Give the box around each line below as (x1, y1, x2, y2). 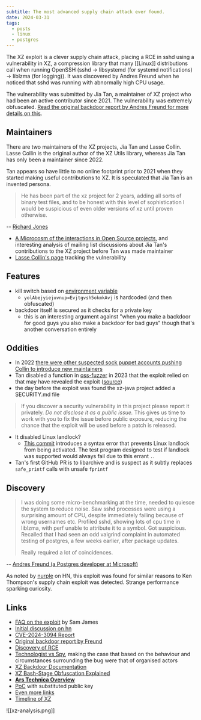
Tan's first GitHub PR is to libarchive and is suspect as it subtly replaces (14, 459, 193, 467)
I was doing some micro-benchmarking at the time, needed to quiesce (20, 499, 195, 506)
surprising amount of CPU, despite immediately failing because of (20, 512, 184, 519)
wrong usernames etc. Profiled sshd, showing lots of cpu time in (20, 518, 181, 526)
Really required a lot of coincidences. (20, 549, 113, 556)
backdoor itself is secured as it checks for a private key (14, 306, 152, 314)
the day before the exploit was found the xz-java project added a (14, 385, 176, 392)
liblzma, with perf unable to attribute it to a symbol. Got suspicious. (20, 524, 187, 532)
